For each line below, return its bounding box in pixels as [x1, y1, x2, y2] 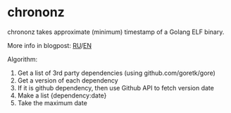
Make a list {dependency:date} [17, 91, 107, 100]
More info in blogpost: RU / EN [7, 41, 92, 49]
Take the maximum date [17, 98, 88, 107]
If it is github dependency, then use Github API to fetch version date [17, 83, 215, 92]
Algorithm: [7, 54, 37, 64]
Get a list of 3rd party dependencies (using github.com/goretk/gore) [17, 69, 216, 77]
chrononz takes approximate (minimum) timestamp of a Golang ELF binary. [7, 28, 225, 36]
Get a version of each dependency [17, 76, 118, 85]
